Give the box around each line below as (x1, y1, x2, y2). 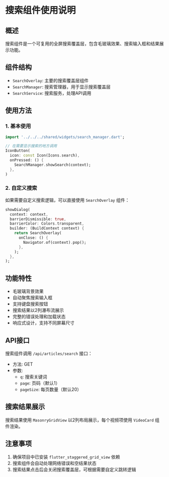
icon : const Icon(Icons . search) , (10, 153, 80, 158)
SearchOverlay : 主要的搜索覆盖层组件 (12, 77, 89, 83)
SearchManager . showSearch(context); (14, 162, 92, 167)
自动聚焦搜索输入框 (12, 295, 53, 301)
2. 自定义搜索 (5, 185, 37, 192)
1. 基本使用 (5, 123, 31, 130)
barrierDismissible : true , (10, 217, 66, 222)
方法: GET (12, 361, 33, 367)
